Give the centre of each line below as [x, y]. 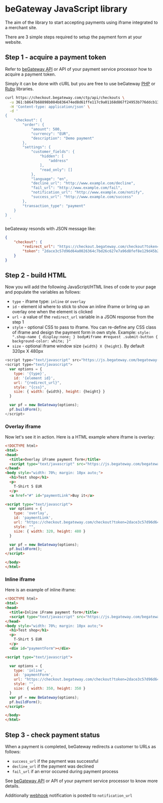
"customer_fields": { [53, 152]
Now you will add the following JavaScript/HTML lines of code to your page [81, 287]
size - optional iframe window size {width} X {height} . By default [78, 346]
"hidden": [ [52, 156]
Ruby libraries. [19, 89]
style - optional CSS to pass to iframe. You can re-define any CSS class [84, 327]
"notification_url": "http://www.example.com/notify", [88, 193]
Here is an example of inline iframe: [41, 590]
